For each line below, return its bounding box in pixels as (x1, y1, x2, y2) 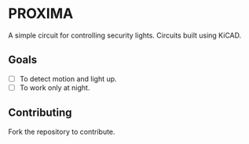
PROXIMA (8, 5, 74, 23)
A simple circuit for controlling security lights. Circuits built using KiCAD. (8, 31, 242, 40)
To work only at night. (19, 83, 90, 92)
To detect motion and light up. (19, 74, 117, 83)
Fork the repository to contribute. (8, 127, 115, 136)
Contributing (8, 106, 72, 120)
